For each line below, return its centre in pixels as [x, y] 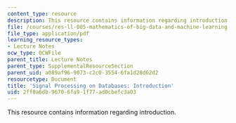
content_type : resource [42, 14]
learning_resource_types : [45, 40]
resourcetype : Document [42, 79]
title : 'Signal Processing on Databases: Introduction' [91, 86]
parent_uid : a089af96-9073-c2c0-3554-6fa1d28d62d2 [83, 72]
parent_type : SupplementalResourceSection [70, 66]
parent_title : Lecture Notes [50, 60]
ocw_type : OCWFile [34, 53]
